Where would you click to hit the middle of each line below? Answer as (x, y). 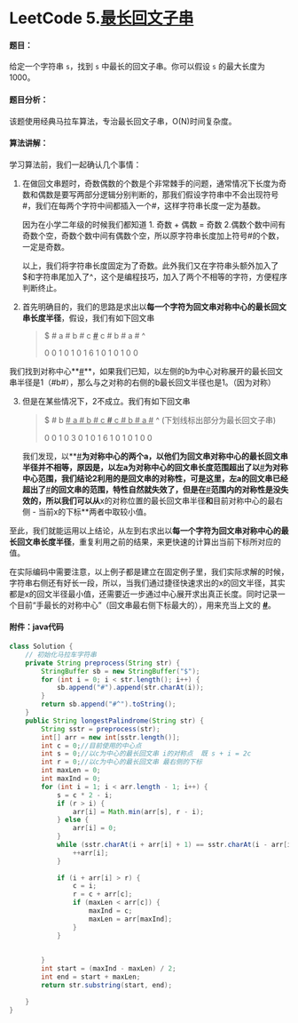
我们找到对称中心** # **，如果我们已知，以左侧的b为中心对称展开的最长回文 (146, 371)
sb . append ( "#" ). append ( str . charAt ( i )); (130, 688)
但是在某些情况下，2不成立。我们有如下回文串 (106, 401)
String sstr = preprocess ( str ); (101, 729)
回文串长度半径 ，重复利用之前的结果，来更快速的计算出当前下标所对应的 (149, 541)
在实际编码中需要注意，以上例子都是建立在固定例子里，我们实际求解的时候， (149, 571)
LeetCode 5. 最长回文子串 (102, 18)
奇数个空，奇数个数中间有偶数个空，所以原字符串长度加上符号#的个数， (153, 236)
